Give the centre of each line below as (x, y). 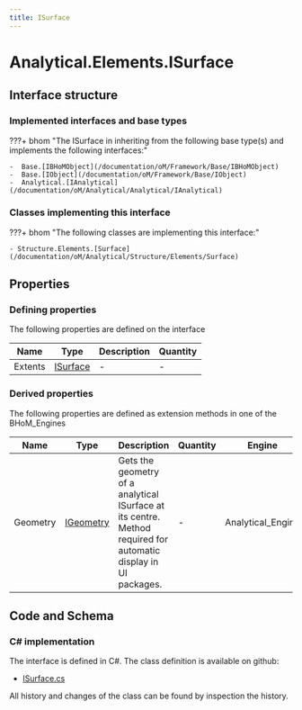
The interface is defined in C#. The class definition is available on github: (144, 661)
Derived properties (52, 394)
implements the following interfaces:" (79, 150)
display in (138, 562)
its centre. (139, 517)
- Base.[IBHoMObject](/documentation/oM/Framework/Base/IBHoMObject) (144, 166)
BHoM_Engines (37, 423)
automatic (139, 550)
